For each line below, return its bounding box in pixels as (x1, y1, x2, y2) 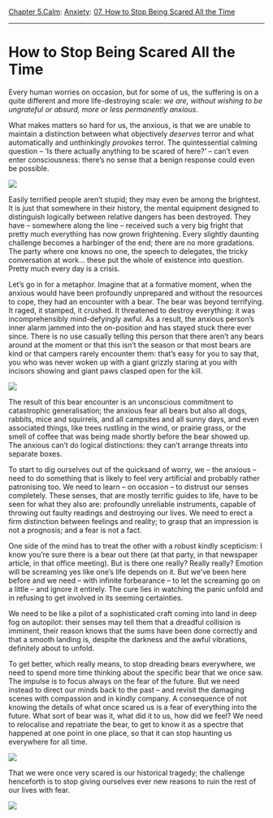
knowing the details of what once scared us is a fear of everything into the (8, 702, 258, 711)
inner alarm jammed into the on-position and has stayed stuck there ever (8, 322, 252, 332)
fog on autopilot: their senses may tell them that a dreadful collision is (8, 617, 241, 627)
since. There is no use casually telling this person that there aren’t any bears (8, 331, 264, 341)
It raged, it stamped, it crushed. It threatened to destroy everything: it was (8, 305, 256, 315)
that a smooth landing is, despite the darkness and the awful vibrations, (8, 634, 248, 644)
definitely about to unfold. (8, 643, 95, 653)
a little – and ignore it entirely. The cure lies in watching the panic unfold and (8, 584, 264, 593)
